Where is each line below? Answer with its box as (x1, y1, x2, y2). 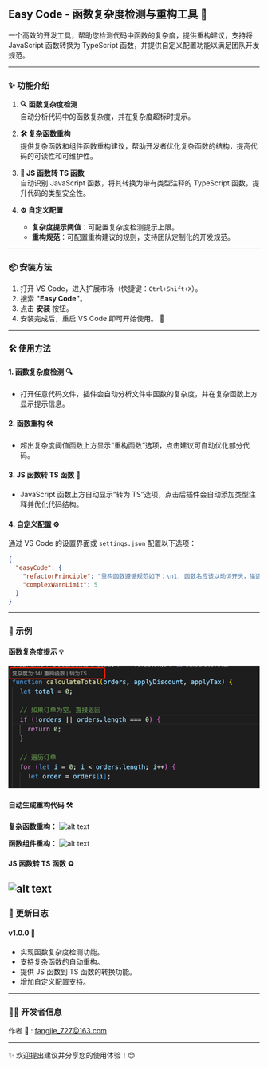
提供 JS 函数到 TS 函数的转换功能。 (19, 966, 137, 977)
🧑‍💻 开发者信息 (8, 1006, 62, 1017)
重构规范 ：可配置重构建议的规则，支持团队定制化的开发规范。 (31, 233, 235, 242)
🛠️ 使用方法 (8, 343, 52, 354)
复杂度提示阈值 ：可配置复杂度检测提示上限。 (31, 222, 179, 232)
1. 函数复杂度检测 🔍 (8, 367, 73, 376)
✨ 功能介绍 (8, 79, 50, 90)
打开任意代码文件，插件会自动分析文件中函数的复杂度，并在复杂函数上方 (19, 388, 258, 398)
